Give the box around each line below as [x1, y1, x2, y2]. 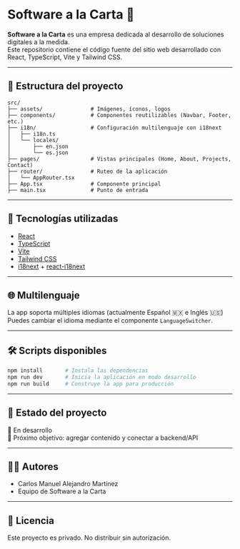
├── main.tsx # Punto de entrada [7, 186, 149, 193]
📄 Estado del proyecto [7, 407, 107, 419]
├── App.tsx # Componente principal [7, 180, 161, 188]
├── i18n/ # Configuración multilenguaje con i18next [7, 124, 222, 131]
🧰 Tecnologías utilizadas [7, 213, 119, 225]
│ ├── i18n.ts [7, 130, 56, 138]
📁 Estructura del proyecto [7, 80, 124, 92]
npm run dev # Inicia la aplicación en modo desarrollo [7, 374, 196, 381]
